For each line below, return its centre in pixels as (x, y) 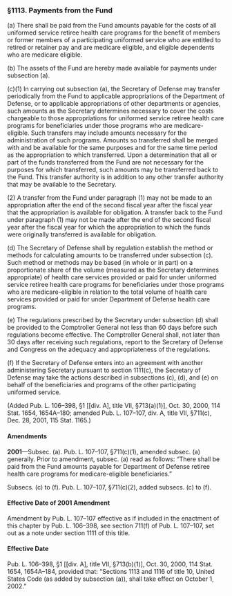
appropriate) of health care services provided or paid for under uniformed (112, 277)
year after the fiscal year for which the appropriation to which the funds (109, 227)
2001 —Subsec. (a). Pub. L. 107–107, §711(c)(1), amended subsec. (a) (104, 451)
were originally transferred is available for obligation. (82, 234)
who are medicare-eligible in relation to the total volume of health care (107, 292)
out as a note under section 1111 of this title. (68, 533)
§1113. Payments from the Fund (60, 10)
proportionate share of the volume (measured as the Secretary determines (113, 270)
